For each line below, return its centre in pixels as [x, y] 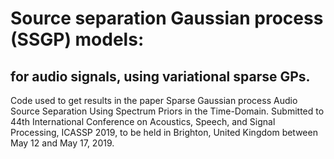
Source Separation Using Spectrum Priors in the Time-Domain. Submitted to [167, 111]
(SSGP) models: [77, 39]
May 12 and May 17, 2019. [62, 143]
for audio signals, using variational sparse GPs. [160, 76]
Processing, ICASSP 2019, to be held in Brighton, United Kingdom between [164, 132]
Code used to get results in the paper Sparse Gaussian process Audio [154, 100]
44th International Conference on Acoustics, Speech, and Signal [143, 121]
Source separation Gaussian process [167, 18]
